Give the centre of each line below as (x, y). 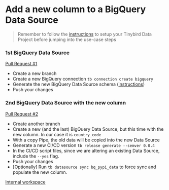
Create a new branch (35, 73)
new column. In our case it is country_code (57, 134)
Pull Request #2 (22, 114)
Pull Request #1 (21, 64)
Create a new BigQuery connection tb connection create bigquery (83, 79)
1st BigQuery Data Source (38, 53)
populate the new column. (40, 172)
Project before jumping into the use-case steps (67, 40)
